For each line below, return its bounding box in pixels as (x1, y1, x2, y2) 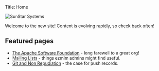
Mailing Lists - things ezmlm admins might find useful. (12, 55, 121, 61)
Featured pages (5, 37, 54, 45)
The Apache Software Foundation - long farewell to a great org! (12, 50, 140, 55)
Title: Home (5, 4, 28, 10)
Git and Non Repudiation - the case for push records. (12, 60, 119, 66)
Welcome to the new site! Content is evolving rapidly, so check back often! (5, 23, 155, 29)
